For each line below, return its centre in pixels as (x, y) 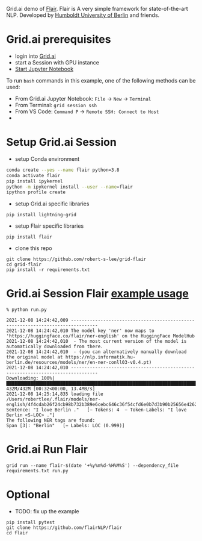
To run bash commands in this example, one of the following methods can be (101, 80)
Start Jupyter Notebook (44, 69)
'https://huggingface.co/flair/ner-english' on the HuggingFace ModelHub (101, 336)
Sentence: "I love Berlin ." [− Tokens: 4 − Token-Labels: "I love (96, 410)
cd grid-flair (24, 264)
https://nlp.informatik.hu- (100, 357)
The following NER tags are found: (51, 421)
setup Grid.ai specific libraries (52, 204)
